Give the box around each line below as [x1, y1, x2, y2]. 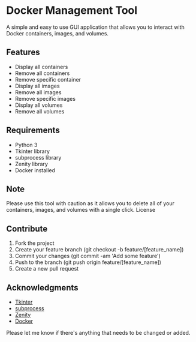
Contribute [6, 223, 48, 234]
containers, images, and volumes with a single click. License [6, 206, 156, 214]
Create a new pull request [14, 265, 79, 272]
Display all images [14, 82, 60, 89]
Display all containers [14, 63, 68, 70]
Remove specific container [14, 76, 82, 83]
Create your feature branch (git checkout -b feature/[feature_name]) [14, 246, 184, 253]
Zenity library [14, 160, 48, 167]
